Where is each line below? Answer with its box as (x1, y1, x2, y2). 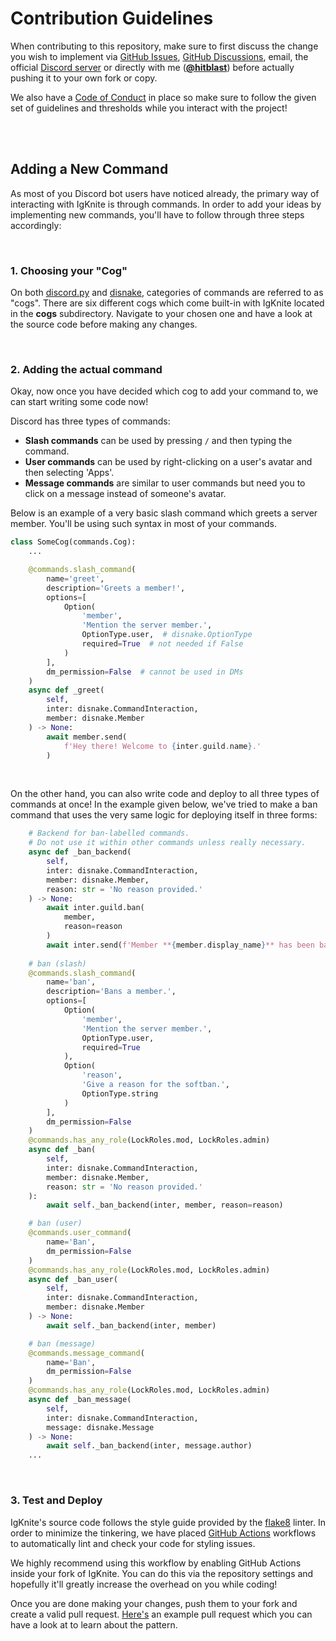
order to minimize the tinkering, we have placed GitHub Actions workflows (10, 1527, 317, 1539)
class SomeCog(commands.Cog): (10, 537, 137, 547)
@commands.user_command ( (28, 1228, 132, 1238)
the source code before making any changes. (10, 318, 198, 331)
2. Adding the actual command (10, 362, 163, 376)
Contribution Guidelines (10, 7, 214, 30)
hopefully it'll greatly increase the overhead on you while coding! (10, 1578, 278, 1590)
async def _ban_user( (28, 1274, 118, 1284)
